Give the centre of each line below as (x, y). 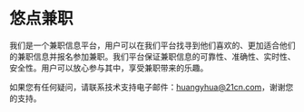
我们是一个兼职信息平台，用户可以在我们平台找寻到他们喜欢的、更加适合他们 (152, 45)
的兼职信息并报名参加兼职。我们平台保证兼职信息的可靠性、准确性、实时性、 (152, 56)
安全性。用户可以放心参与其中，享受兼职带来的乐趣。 (109, 68)
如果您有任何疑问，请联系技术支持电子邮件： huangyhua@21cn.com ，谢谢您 (152, 87)
